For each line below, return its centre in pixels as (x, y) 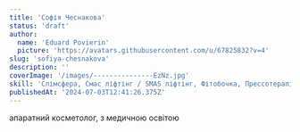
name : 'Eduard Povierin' (63, 42)
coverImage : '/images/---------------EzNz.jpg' (100, 76)
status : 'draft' (39, 26)
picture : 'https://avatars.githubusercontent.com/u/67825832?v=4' (143, 51)
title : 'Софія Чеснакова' (57, 17)
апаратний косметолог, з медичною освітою (95, 118)
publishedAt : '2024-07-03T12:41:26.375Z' (87, 92)
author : (24, 34)
